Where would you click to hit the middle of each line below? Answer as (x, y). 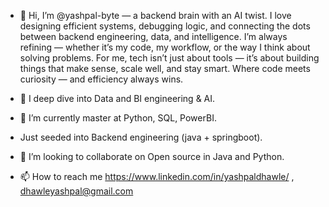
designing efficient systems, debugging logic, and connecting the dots (165, 26)
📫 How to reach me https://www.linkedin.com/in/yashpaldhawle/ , (157, 176)
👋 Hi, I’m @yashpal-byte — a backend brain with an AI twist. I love (155, 15)
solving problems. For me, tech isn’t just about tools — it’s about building (169, 58)
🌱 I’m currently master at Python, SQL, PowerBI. (118, 118)
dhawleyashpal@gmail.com (76, 191)
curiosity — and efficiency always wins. (101, 79)
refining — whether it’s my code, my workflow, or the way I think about (165, 47)
